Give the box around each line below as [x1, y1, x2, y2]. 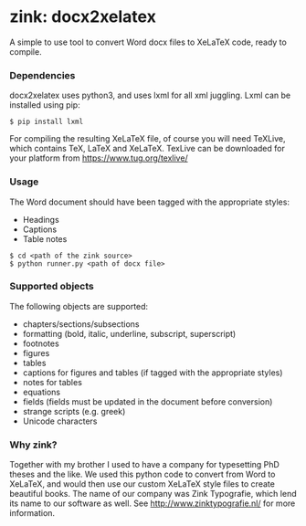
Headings [22, 214, 59, 225]
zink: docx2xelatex [9, 6, 157, 27]
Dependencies [9, 68, 76, 81]
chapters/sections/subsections [22, 318, 140, 330]
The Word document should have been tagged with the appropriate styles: [9, 196, 290, 207]
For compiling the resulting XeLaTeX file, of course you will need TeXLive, [9, 133, 286, 144]
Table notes [22, 233, 68, 244]
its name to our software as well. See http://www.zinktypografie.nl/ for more [9, 498, 296, 509]
